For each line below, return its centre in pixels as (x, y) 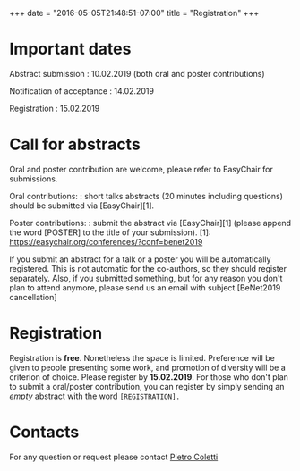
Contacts (44, 432)
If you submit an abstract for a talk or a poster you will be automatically (140, 259)
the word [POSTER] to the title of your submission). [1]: (110, 232)
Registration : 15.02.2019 (55, 108)
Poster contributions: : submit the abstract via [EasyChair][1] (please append (150, 223)
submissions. (34, 179)
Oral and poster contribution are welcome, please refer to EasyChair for (141, 169)
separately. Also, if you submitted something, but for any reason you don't (146, 278)
